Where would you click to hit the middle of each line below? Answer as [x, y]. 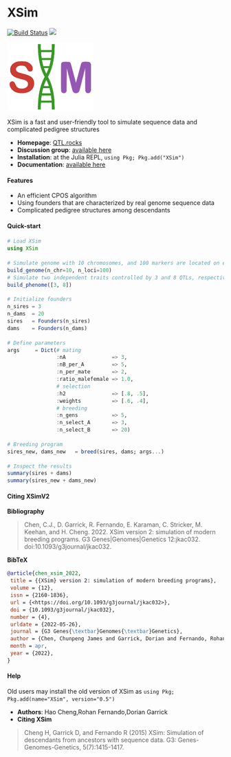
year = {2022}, [32, 654]
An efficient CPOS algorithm [57, 196]
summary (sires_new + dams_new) [52, 481]
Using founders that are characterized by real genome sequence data [116, 203]
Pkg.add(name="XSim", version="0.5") [61, 699]
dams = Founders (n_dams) [47, 328]
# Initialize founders [40, 299]
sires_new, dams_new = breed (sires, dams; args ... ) [86, 452]
